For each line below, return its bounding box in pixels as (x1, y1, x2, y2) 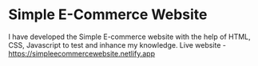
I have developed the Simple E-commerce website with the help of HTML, (8, 32, 252, 41)
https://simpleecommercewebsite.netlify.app (8, 49, 156, 58)
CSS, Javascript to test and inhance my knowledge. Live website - (8, 40, 226, 49)
